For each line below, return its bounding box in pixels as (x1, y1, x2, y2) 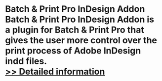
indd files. (5, 55, 47, 67)
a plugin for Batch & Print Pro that (5, 25, 144, 35)
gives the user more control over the (5, 35, 157, 46)
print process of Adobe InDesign (5, 45, 141, 56)
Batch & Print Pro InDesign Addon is (5, 14, 155, 25)
